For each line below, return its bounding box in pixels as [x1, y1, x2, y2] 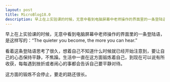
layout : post [5, 7, 33, 13]
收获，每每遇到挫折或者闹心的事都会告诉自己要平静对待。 [5, 61, 125, 67]
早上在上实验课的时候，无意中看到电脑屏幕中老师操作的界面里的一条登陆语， [5, 31, 165, 37]
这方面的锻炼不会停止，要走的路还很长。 [5, 71, 90, 77]
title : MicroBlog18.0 [5, 12, 51, 17]
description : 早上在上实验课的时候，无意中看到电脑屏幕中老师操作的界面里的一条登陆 [5, 17, 163, 22]
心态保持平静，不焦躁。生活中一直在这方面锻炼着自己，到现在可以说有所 [14, 54, 165, 60]
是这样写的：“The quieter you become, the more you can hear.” [5, 37, 138, 43]
